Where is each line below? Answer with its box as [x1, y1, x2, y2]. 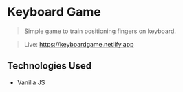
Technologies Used [7, 60, 91, 72]
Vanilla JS [17, 78, 45, 87]
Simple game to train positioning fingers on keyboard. [23, 27, 177, 35]
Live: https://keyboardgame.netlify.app [23, 40, 134, 48]
